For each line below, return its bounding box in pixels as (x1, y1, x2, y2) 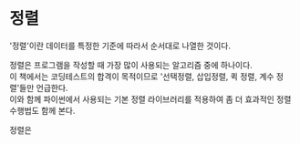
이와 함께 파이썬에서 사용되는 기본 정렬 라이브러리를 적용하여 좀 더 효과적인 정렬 (9, 93, 292, 105)
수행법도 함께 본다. (9, 105, 76, 116)
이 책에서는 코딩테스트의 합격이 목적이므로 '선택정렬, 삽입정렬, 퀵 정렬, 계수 (9, 70, 274, 82)
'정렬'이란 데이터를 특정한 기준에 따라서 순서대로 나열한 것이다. (9, 40, 231, 51)
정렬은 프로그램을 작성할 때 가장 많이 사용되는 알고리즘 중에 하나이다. (9, 59, 253, 70)
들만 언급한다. (19, 82, 68, 93)
